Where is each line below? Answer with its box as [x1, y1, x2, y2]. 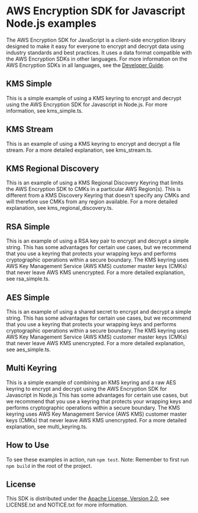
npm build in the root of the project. [6, 462, 92, 469]
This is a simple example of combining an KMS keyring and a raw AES [6, 378, 176, 386]
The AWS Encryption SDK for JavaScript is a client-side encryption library [6, 36, 186, 43]
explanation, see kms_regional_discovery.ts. [6, 205, 113, 212]
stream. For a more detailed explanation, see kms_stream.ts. [6, 146, 152, 154]
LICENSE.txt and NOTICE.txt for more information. [6, 501, 128, 508]
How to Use [6, 440, 50, 450]
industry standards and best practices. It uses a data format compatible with [6, 49, 192, 56]
